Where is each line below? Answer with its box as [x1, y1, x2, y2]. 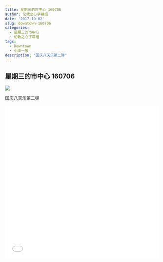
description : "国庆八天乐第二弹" [5, 52, 67, 58]
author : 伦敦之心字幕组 [5, 12, 48, 17]
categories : [5, 25, 29, 30]
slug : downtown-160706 [5, 21, 51, 26]
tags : [5, 39, 16, 44]
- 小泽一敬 [9, 48, 29, 53]
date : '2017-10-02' [5, 16, 45, 21]
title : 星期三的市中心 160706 [5, 7, 61, 12]
